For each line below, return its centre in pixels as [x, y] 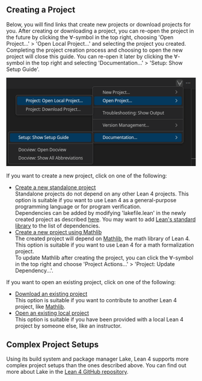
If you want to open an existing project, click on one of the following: [91, 282]
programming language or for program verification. [78, 206]
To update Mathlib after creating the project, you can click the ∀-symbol [104, 258]
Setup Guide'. [23, 69]
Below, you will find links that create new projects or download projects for [99, 24]
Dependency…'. [34, 270]
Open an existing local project [52, 313]
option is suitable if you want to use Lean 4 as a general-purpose [96, 200]
